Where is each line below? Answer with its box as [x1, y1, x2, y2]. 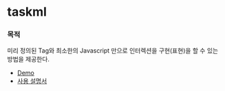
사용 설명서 [17, 77, 47, 86]
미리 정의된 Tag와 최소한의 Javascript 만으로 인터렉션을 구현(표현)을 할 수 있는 [7, 47, 219, 55]
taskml [7, 4, 47, 20]
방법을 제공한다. [7, 55, 50, 64]
